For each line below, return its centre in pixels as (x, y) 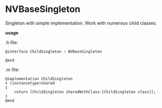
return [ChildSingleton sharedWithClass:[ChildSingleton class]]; (85, 92)
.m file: (12, 69)
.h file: (12, 42)
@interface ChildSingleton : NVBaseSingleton (53, 51)
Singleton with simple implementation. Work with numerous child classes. (81, 23)
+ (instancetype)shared (30, 83)
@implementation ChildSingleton (39, 78)
